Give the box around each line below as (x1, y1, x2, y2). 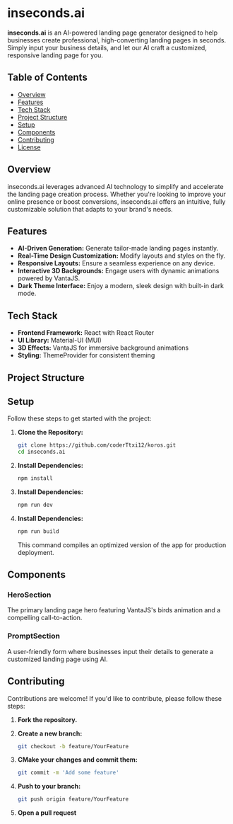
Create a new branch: (17, 729, 83, 738)
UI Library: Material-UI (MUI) (17, 336, 102, 345)
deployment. (17, 548, 54, 556)
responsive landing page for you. (7, 51, 104, 59)
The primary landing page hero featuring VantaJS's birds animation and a (7, 606, 221, 614)
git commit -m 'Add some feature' (17, 769, 119, 777)
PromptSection (7, 631, 60, 641)
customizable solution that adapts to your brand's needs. (7, 205, 173, 213)
